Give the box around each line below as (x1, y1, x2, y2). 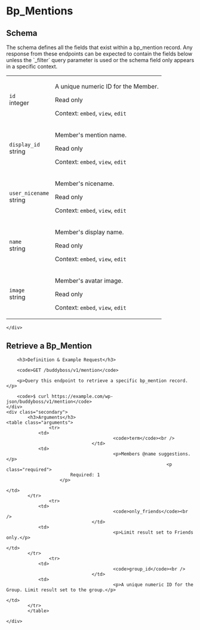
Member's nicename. (54, 179, 115, 188)
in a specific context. (6, 63, 58, 70)
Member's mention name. (54, 131, 127, 139)
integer (9, 99, 29, 107)
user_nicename (9, 190, 50, 197)
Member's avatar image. (54, 277, 124, 285)
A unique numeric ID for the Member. (54, 82, 159, 90)
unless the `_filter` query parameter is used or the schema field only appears (6, 57, 195, 63)
